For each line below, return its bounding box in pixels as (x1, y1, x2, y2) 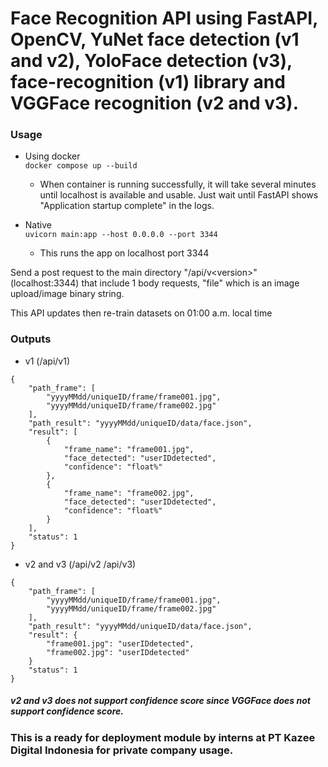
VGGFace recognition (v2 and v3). (10, 92, 300, 115)
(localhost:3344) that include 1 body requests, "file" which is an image (10, 277, 300, 289)
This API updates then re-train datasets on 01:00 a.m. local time (10, 307, 273, 319)
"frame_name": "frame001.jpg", (63, 444, 195, 454)
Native (24, 219, 52, 231)
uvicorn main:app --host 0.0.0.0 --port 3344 (24, 230, 218, 240)
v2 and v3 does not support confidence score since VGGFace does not (10, 695, 311, 707)
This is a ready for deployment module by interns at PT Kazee (10, 730, 316, 744)
